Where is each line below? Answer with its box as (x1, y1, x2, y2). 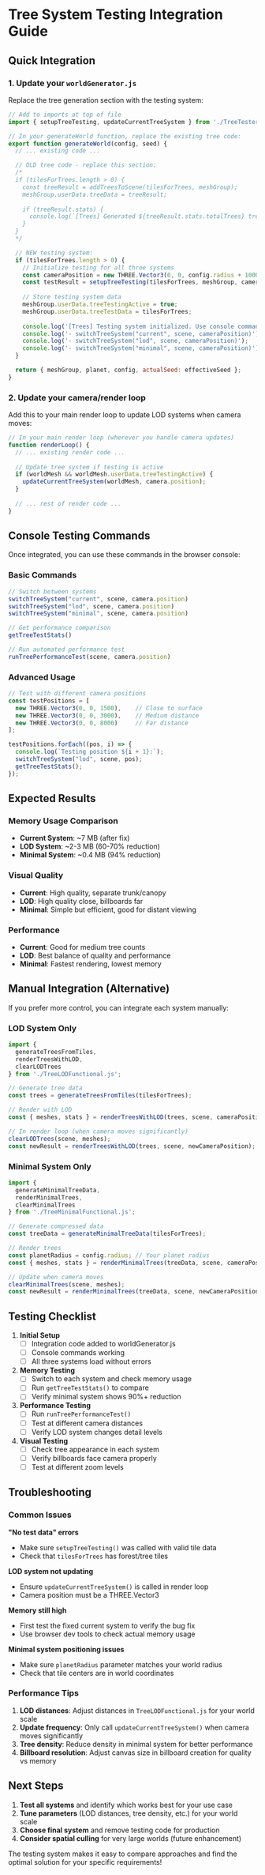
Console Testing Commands (8, 529, 151, 543)
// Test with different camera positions (8, 690, 147, 698)
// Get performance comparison (8, 624, 111, 632)
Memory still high (8, 1606, 67, 1615)
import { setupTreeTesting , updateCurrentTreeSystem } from (8, 118, 211, 126)
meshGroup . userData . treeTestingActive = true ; (22, 300, 178, 308)
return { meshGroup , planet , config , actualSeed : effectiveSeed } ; (15, 366, 242, 374)
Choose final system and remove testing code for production (19, 1825, 220, 1835)
